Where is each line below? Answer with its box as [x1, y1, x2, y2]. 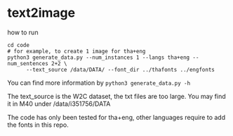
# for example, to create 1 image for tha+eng [7, 48, 146, 55]
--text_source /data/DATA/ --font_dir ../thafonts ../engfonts [25, 66, 215, 73]
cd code [7, 41, 30, 48]
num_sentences [7, 60, 49, 67]
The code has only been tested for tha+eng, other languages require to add [7, 113, 226, 121]
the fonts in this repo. [7, 121, 69, 129]
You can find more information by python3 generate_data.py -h [7, 79, 191, 87]
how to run [7, 28, 39, 36]
